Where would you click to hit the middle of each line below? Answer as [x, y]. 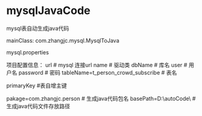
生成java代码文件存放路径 [38, 106]
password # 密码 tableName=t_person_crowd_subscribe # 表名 [98, 72]
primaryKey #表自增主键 [37, 85]
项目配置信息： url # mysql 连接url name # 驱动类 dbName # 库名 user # [97, 65]
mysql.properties [28, 52]
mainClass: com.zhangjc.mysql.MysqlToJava [63, 40]
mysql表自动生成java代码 [38, 28]
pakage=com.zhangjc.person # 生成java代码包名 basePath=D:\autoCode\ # [101, 98]
